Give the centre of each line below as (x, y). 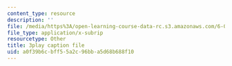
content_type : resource (41, 13)
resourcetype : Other (37, 39)
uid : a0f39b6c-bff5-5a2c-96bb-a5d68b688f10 (71, 52)
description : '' (30, 20)
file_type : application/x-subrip (55, 33)
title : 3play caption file (46, 45)
